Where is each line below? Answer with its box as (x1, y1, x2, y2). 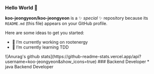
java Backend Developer (5, 64, 54, 70)
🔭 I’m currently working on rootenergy (12, 39, 88, 45)
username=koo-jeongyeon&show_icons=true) (5, 59, 97, 64)
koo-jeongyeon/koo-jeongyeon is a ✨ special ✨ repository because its (5, 15, 149, 21)
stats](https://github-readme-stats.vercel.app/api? (41, 54, 141, 60)
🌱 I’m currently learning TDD (12, 44, 69, 50)
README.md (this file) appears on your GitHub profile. (5, 21, 108, 26)
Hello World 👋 (5, 4, 38, 11)
